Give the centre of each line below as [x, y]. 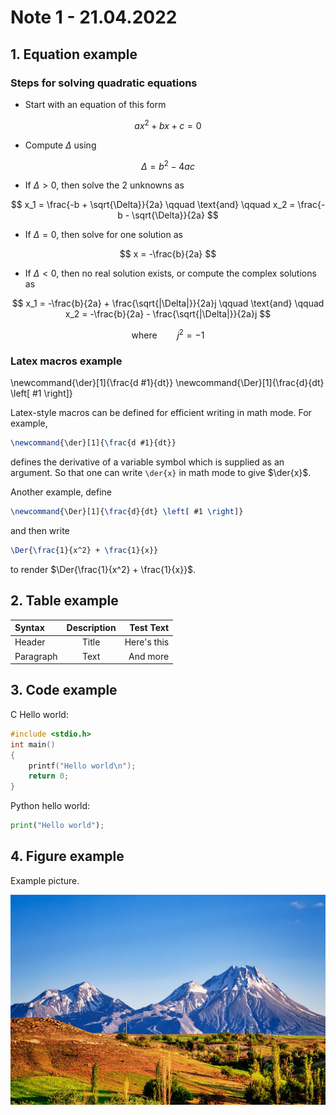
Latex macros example [66, 361]
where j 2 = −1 [168, 334]
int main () [33, 744]
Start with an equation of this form [95, 104]
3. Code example [64, 690]
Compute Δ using [60, 145]
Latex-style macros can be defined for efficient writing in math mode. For [161, 413]
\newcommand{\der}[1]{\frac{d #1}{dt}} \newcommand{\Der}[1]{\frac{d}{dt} [167, 383]
